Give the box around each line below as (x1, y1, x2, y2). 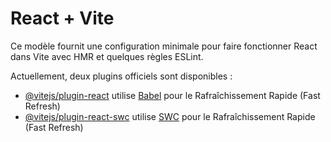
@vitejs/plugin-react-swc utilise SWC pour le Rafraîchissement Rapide (24, 110, 316, 122)
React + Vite (10, 7, 115, 30)
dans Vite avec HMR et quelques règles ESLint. (10, 50, 204, 62)
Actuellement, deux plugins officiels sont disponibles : (10, 70, 233, 82)
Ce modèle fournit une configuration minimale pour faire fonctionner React (10, 40, 318, 52)
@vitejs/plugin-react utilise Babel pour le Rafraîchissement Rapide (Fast (24, 89, 321, 101)
